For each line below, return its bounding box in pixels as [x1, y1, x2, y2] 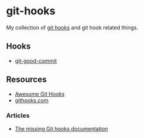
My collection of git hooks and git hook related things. [6, 24, 139, 31]
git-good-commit [14, 57, 57, 64]
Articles [6, 112, 30, 120]
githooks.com [14, 97, 49, 104]
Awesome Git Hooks [14, 90, 65, 97]
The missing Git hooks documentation [14, 125, 108, 132]
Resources [6, 75, 47, 85]
